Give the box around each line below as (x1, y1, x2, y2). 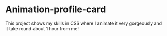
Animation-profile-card (5, 4, 106, 15)
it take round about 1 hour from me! (5, 25, 79, 31)
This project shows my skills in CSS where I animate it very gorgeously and (5, 20, 162, 26)
